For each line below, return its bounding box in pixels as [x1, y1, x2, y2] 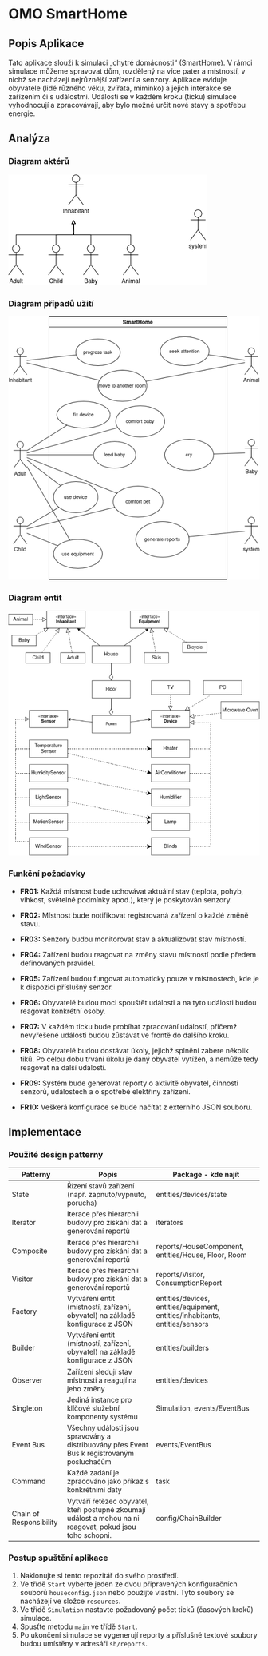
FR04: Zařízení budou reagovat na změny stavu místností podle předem [19, 949, 257, 959]
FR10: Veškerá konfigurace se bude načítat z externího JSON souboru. [19, 1102, 253, 1112]
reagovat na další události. [19, 1062, 107, 1072]
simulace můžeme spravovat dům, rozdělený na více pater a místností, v [8, 66, 246, 76]
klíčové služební [66, 1403, 120, 1413]
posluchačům [66, 1457, 112, 1467]
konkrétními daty [66, 1485, 122, 1495]
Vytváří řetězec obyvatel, [66, 1496, 149, 1506]
